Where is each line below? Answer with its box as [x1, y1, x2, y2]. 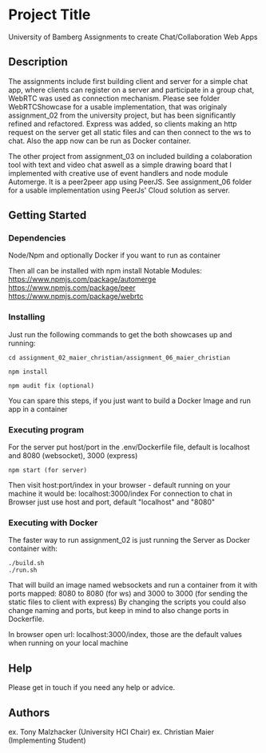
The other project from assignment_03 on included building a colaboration [8, 151, 253, 161]
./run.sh [8, 566, 38, 575]
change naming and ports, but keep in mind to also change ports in [8, 606, 229, 616]
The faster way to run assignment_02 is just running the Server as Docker [8, 536, 250, 545]
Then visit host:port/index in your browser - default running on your [8, 480, 231, 490]
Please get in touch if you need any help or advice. [8, 683, 176, 692]
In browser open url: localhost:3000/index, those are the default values [8, 630, 242, 639]
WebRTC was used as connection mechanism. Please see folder [8, 94, 220, 103]
